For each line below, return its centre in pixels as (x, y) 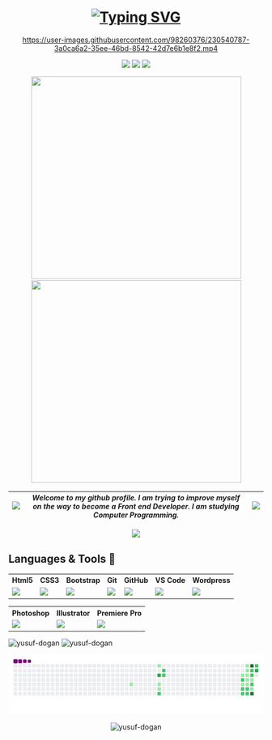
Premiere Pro (119, 613)
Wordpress (211, 581)
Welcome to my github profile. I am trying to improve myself (136, 498)
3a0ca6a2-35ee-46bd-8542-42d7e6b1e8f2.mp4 (136, 48)
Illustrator (73, 613)
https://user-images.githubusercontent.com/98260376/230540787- (136, 40)
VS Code (170, 581)
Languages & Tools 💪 (62, 559)
